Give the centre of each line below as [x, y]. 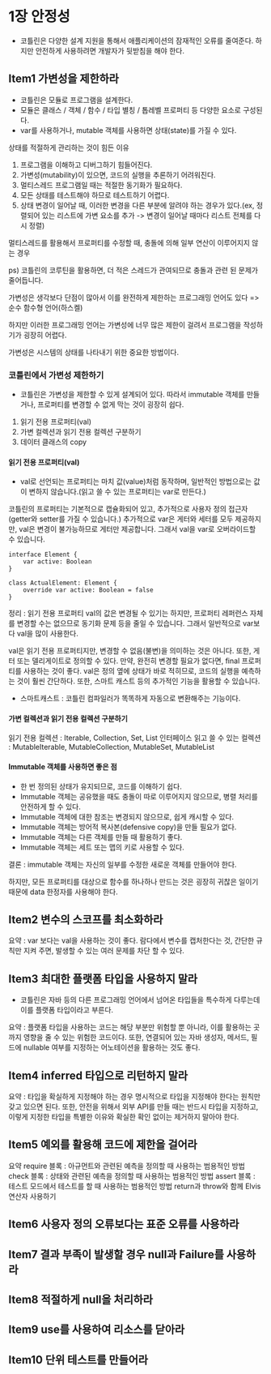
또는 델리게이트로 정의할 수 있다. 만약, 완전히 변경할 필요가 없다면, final [128, 661]
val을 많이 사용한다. [47, 634]
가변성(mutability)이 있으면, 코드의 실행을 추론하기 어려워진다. [118, 174]
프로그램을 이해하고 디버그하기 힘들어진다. [86, 165]
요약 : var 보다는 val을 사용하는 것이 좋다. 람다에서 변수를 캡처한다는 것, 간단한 [131, 940]
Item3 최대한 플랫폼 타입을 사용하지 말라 [103, 979]
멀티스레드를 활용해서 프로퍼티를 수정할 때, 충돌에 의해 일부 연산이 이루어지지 [129, 242]
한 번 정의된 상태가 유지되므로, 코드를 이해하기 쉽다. [101, 786]
